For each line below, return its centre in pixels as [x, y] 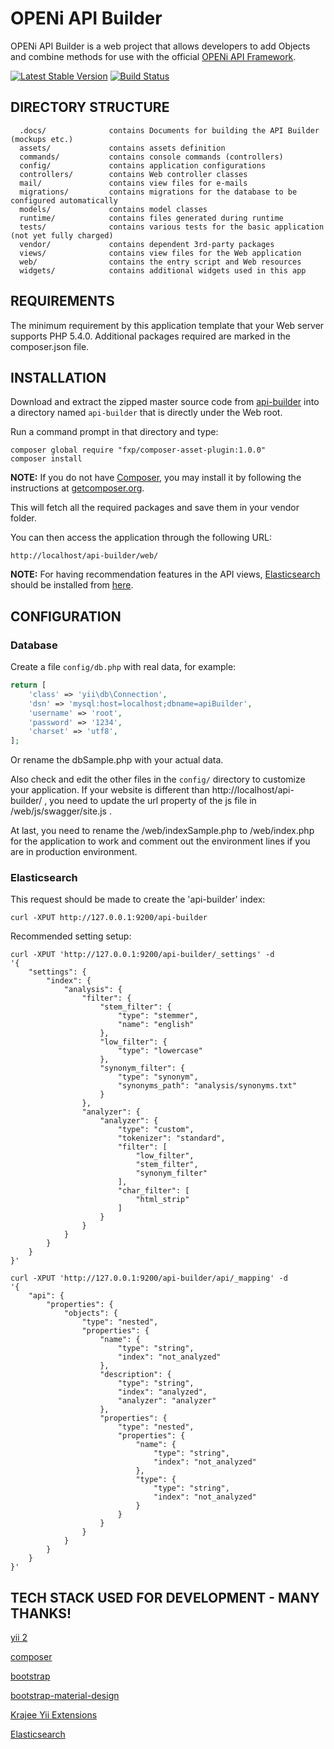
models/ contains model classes [113, 209]
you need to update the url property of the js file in [153, 801]
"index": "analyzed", [162, 1392]
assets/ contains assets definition [122, 148]
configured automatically [64, 200]
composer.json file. [50, 346]
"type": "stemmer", [158, 1016]
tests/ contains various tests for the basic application [172, 227]
